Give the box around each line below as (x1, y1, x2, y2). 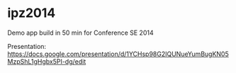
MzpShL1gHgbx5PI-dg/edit (7, 57, 86, 65)
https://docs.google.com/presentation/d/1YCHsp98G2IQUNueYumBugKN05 (7, 50, 229, 58)
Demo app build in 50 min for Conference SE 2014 (7, 28, 154, 37)
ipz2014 (7, 5, 56, 21)
